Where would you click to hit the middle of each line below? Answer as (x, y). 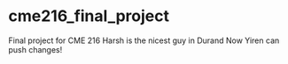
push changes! (35, 49)
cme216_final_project (89, 16)
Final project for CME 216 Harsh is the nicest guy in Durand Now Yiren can (144, 40)
